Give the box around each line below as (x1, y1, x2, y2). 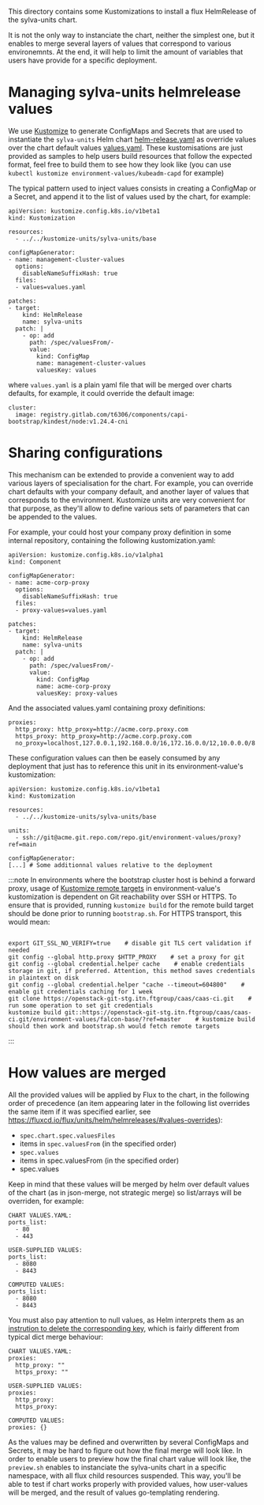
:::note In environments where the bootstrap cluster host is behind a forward (8, 875, 255, 885)
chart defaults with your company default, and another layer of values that (8, 486, 250, 496)
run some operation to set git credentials (8, 1001, 154, 1009)
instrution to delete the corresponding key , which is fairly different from (8, 1323, 240, 1333)
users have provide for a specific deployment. (8, 55, 158, 65)
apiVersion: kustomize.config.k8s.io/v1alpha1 (8, 551, 164, 559)
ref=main (8, 840, 37, 848)
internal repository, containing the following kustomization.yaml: (8, 535, 216, 545)
